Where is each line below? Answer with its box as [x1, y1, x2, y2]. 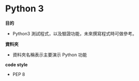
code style [5, 62, 28, 68]
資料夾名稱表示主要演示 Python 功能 [12, 52, 87, 58]
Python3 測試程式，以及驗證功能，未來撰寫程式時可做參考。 [12, 30, 137, 36]
